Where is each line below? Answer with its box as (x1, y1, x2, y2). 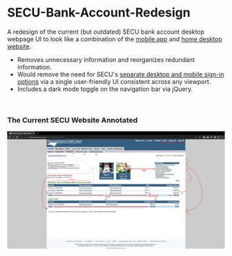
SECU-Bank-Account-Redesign (7, 5, 191, 21)
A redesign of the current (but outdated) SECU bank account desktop (7, 28, 205, 36)
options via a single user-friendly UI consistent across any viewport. (17, 77, 211, 85)
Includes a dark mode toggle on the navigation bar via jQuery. (17, 85, 193, 93)
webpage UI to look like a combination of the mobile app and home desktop (7, 34, 222, 43)
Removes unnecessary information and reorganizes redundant (17, 55, 195, 63)
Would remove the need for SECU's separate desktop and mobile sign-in (17, 70, 224, 78)
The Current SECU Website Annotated (7, 115, 138, 125)
